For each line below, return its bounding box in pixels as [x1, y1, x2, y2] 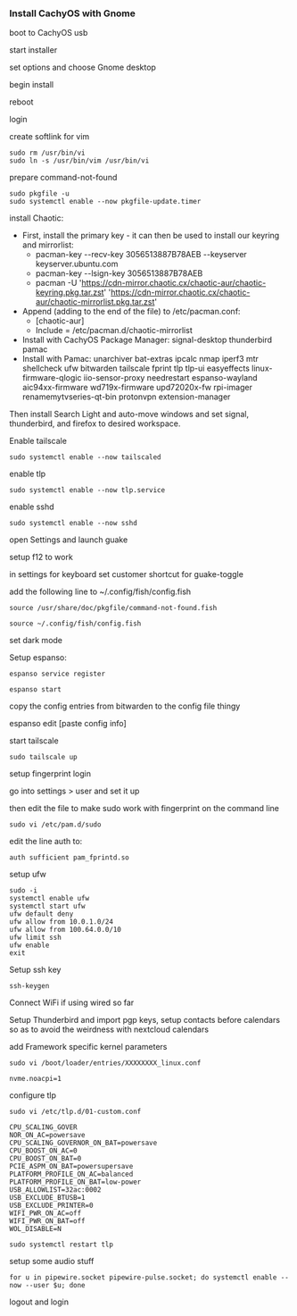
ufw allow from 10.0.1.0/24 [9, 918, 114, 926]
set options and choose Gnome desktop [9, 62, 156, 73]
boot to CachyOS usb [9, 28, 88, 38]
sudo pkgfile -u [9, 189, 70, 198]
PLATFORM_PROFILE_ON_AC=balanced [9, 1169, 134, 1179]
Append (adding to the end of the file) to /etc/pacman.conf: [21, 306, 241, 317]
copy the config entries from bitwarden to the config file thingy [9, 700, 241, 712]
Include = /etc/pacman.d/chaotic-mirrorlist [35, 325, 194, 336]
